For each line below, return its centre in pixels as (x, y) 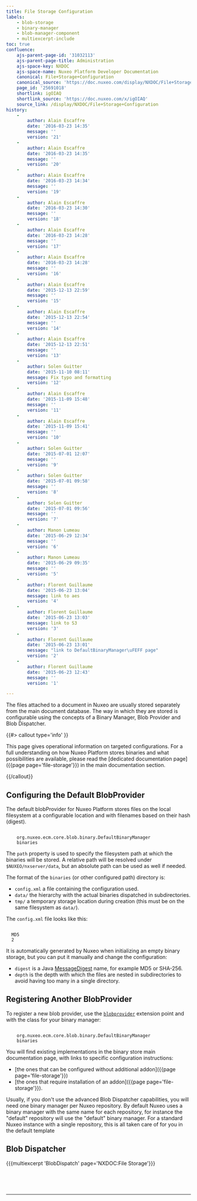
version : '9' (43, 465)
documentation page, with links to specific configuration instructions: (90, 1058)
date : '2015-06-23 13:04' (59, 590)
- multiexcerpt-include (46, 39)
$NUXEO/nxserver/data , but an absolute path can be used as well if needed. (96, 866)
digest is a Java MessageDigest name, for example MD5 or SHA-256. (98, 968)
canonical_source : (39, 83)
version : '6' (43, 547)
